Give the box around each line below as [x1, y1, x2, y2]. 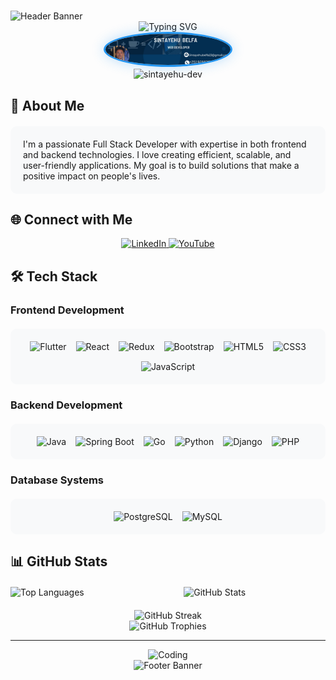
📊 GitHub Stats [10, 553, 108, 570]
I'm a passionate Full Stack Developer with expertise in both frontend [23, 138, 307, 150]
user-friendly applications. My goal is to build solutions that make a [23, 159, 300, 171]
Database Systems [10, 473, 105, 487]
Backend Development [10, 398, 123, 412]
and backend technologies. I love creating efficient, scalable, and [23, 148, 292, 160]
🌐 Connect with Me [10, 211, 133, 228]
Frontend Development [10, 303, 125, 317]
